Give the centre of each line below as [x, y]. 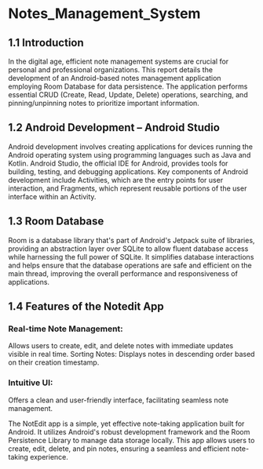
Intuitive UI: [31, 383]
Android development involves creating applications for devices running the [131, 147]
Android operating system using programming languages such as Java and [130, 155]
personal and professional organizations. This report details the [111, 70]
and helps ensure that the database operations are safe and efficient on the [130, 265]
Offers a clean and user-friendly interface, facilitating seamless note [119, 400]
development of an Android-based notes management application [115, 78]
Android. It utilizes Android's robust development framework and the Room [129, 431]
